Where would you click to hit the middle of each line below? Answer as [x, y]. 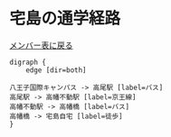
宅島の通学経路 [65, 18]
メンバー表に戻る [41, 45]
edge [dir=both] [57, 70]
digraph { [28, 62]
